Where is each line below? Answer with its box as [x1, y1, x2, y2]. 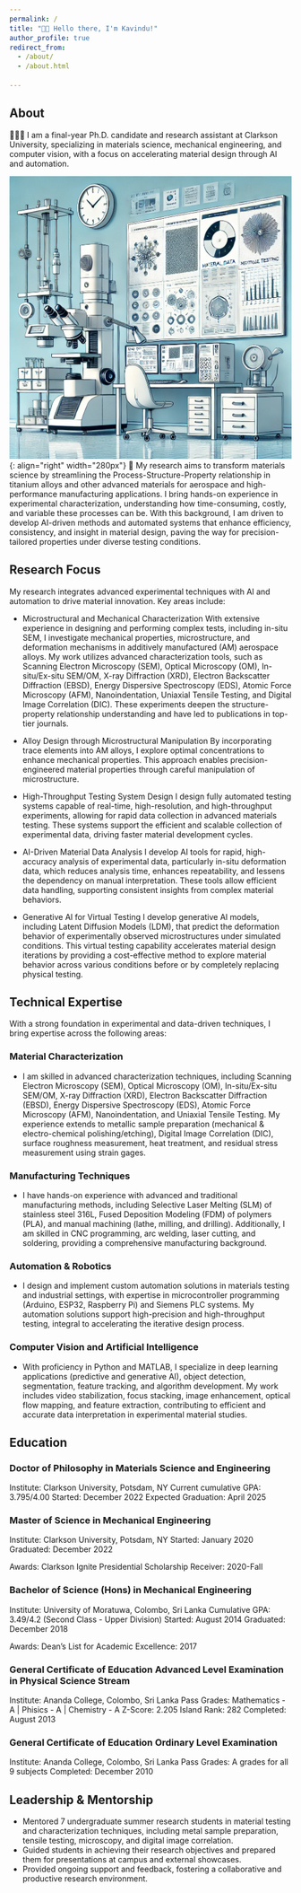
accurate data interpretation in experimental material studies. [21, 1409, 248, 1420]
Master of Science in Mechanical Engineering [9, 1514, 211, 1527]
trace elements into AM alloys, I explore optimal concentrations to [21, 745, 265, 756]
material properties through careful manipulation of [66, 764, 255, 775]
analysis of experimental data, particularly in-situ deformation [58, 855, 287, 866]
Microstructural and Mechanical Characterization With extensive [21, 613, 260, 624]
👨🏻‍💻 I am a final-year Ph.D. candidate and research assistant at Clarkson [9, 129, 278, 140]
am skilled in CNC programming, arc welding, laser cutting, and [21, 1228, 256, 1239]
